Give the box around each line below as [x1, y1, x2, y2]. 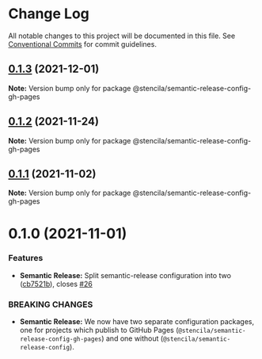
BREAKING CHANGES [8, 299, 93, 310]
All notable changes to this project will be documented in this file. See [8, 31, 236, 40]
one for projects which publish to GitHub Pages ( [19, 326, 179, 335]
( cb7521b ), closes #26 [19, 279, 93, 288]
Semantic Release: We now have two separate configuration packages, [19, 317, 255, 327]
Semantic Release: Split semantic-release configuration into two [19, 270, 232, 280]
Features [8, 253, 44, 264]
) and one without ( [101, 334, 164, 343]
